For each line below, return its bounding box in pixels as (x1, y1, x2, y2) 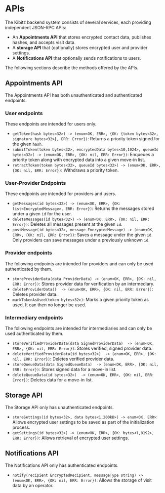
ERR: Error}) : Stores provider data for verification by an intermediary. (12, 281, 155, 287)
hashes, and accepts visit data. (12, 39, 76, 45)
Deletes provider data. (12, 291, 58, 297)
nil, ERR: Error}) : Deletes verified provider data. (12, 356, 115, 362)
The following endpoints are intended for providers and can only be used (5, 260, 154, 267)
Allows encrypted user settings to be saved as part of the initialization (12, 419, 155, 425)
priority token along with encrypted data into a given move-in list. (12, 157, 146, 163)
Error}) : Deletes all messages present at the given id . (12, 221, 123, 227)
